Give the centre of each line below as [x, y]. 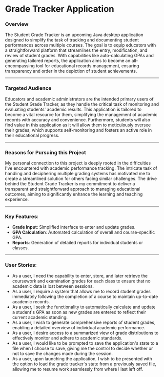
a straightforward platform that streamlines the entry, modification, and [76, 50]
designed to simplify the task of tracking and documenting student [72, 40]
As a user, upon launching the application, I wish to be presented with [82, 358]
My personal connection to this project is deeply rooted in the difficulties [78, 163]
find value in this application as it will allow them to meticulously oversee [78, 125]
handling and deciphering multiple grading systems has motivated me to [78, 174]
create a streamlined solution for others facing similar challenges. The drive [81, 179]
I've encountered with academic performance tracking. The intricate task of [81, 168]
